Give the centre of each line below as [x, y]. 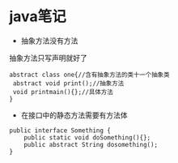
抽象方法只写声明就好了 [48, 58]
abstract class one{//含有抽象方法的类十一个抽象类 [89, 75]
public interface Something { [60, 131]
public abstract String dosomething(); [91, 144]
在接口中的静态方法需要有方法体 [74, 115]
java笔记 [38, 17]
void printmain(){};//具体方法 [63, 92]
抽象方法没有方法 [49, 41]
